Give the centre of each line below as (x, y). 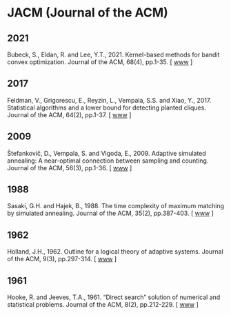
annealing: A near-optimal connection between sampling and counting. (108, 161)
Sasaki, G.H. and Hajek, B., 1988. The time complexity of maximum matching (116, 206)
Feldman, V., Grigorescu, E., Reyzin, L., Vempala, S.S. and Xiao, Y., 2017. (109, 100)
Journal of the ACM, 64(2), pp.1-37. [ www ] (69, 114)
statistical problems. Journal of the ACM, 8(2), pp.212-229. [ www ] (103, 305)
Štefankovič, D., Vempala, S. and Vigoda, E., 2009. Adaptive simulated (107, 153)
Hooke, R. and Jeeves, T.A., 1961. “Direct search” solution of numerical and (114, 297)
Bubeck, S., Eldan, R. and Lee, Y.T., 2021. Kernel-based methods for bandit (113, 54)
